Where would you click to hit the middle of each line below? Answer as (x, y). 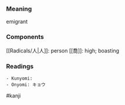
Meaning (19, 9)
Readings (20, 66)
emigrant (17, 22)
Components (25, 37)
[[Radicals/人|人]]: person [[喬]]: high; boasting (62, 50)
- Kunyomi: (19, 78)
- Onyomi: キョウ (26, 84)
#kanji (13, 96)
